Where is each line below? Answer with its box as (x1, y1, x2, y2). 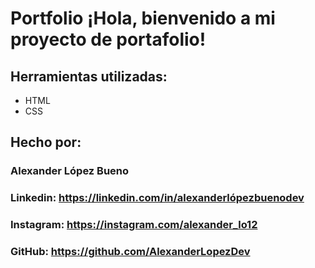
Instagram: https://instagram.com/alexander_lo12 (10, 218, 258, 232)
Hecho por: (10, 134, 82, 151)
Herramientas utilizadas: (10, 68, 168, 85)
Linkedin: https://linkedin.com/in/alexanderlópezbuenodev (10, 191, 305, 205)
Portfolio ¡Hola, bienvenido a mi (10, 7, 276, 30)
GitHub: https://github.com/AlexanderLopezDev (10, 245, 251, 259)
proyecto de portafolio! (10, 28, 207, 51)
